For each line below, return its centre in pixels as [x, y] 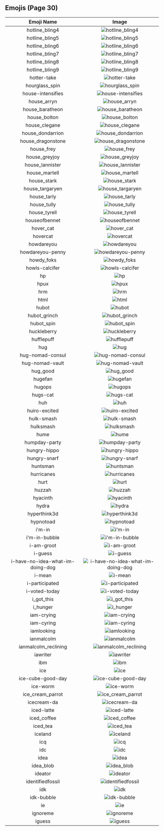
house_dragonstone [43, 141]
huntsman [43, 466]
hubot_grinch [43, 315]
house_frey [43, 149]
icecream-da [43, 702]
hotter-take [43, 78]
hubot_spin [43, 323]
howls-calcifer [43, 268]
